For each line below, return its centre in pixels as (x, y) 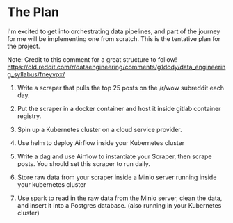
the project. (24, 46)
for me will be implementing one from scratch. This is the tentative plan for (114, 38)
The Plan (33, 12)
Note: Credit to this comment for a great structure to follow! (92, 59)
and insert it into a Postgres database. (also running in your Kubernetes (119, 205)
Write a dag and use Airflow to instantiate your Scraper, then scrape (114, 156)
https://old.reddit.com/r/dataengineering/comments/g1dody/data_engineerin (116, 67)
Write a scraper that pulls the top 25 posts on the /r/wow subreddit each (121, 88)
